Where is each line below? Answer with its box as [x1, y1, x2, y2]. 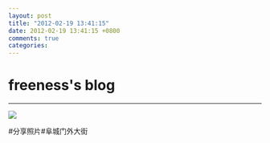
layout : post [8, 11, 52, 20]
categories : [8, 42, 48, 50]
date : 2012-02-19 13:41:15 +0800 [8, 27, 121, 35]
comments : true [8, 34, 59, 43]
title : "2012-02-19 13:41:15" [8, 19, 110, 27]
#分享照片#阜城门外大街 [8, 126, 88, 137]
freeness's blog [8, 76, 116, 95]
